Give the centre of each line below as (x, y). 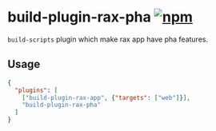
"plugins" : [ (36, 90)
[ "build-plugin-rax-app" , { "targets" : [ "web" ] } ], (106, 97)
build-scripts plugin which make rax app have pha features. (108, 39)
